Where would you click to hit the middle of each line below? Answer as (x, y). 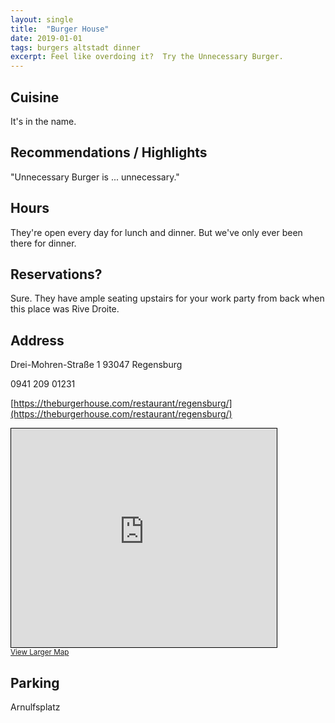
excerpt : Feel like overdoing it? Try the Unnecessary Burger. (147, 57)
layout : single (42, 19)
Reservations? (56, 274)
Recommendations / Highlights (109, 152)
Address (37, 340)
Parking (35, 682)
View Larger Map (40, 652)
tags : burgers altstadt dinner (75, 47)
